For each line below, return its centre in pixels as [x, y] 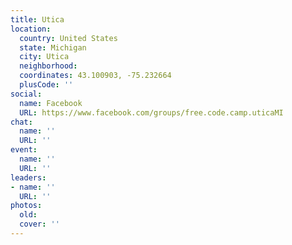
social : [26, 94]
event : [24, 150]
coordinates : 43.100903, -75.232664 [95, 76]
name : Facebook [51, 103]
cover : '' [39, 224]
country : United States [68, 38]
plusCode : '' [46, 85]
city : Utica [44, 57]
